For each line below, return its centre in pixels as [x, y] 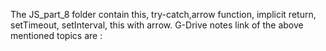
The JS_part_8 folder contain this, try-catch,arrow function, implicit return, [163, 14]
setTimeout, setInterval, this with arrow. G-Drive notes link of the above [157, 25]
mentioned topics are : [56, 35]
